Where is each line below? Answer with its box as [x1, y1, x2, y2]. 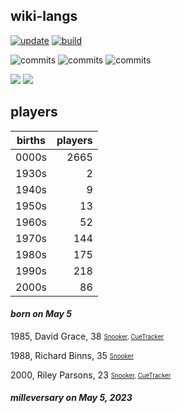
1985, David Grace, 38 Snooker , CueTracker [10, 330, 165, 342]
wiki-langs [10, 8, 78, 25]
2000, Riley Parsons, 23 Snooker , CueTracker [10, 369, 172, 381]
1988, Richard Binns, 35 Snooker [10, 349, 134, 361]
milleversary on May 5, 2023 [10, 392, 133, 404]
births [16, 133, 47, 147]
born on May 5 [10, 308, 72, 320]
